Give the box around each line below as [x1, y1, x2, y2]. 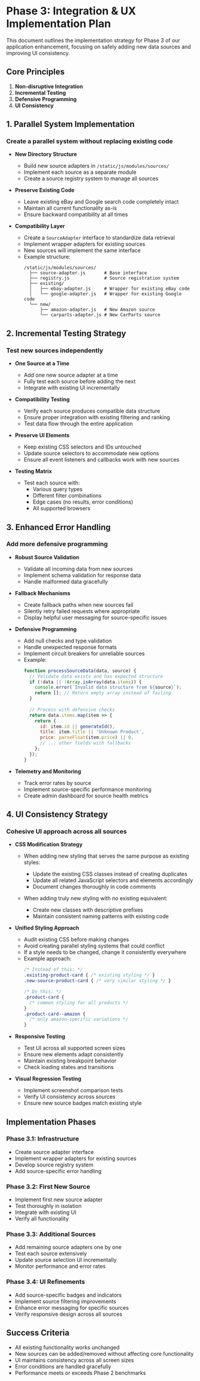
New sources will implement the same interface [23, 247, 141, 254]
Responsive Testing [14, 1033, 66, 1040]
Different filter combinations [32, 492, 102, 499]
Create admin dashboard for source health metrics [23, 792, 149, 799]
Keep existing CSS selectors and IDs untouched [23, 443, 141, 450]
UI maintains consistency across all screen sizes [14, 1356, 134, 1364]
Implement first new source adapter [14, 1196, 103, 1203]
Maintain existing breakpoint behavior [23, 1057, 117, 1064]
